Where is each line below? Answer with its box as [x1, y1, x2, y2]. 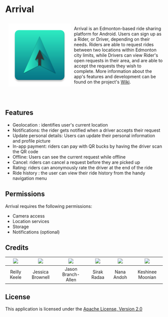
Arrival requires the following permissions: [5, 203, 92, 209]
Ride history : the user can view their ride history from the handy [12, 170, 145, 176]
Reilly [9, 269, 21, 275]
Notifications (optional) [12, 229, 60, 235]
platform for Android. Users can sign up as [74, 31, 161, 37]
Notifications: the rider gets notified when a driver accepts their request [12, 127, 160, 133]
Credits [5, 243, 29, 252]
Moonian [138, 274, 156, 280]
